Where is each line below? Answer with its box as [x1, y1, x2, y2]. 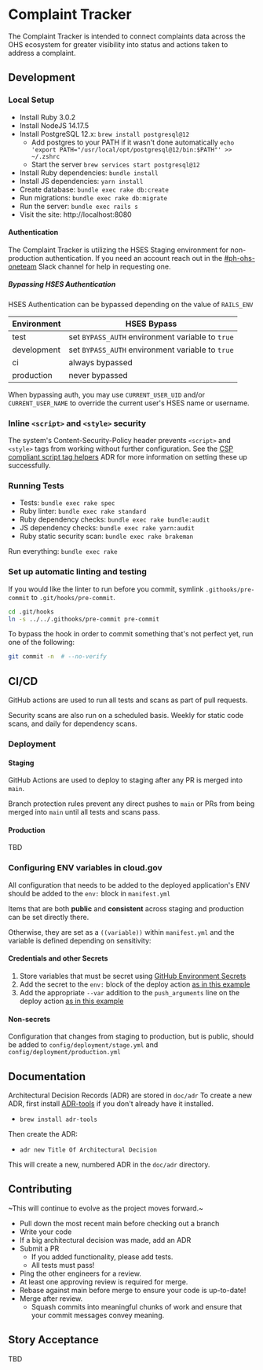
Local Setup [8, 94, 55, 105]
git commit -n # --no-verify [8, 653, 108, 661]
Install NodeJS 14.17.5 [19, 120, 89, 130]
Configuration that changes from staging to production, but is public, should [8, 1031, 254, 1042]
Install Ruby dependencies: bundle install [19, 167, 159, 178]
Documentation [8, 1070, 86, 1083]
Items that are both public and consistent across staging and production [8, 903, 244, 913]
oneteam [8, 262, 37, 271]
